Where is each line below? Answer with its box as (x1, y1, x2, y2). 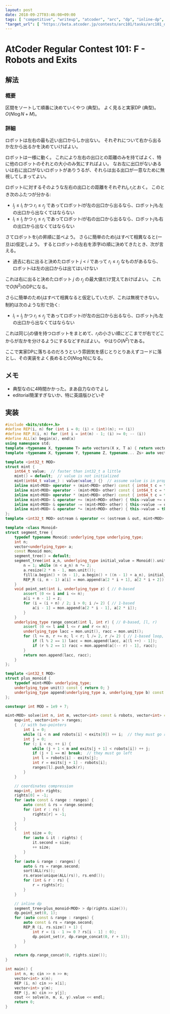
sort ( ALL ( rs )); (23, 868, 56, 873)
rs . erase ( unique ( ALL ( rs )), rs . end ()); (23, 873, 105, 878)
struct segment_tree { (5, 530, 53, 535)
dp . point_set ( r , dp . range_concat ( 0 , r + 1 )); (32, 934, 130, 939)
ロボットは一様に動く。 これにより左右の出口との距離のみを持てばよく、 (5, 154, 157, 160)
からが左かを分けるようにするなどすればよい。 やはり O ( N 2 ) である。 (5, 337, 148, 344)
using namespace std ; (5, 441, 51, 446)
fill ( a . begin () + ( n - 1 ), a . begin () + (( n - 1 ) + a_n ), (23, 572, 146, 577)
